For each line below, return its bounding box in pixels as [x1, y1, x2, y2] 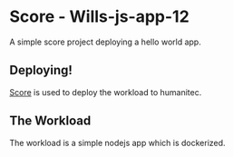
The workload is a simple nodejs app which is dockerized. [9, 137, 226, 148]
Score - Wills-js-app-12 [9, 6, 190, 27]
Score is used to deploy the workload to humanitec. [9, 86, 202, 97]
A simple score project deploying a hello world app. [9, 36, 201, 47]
